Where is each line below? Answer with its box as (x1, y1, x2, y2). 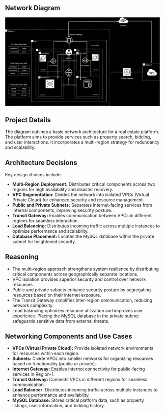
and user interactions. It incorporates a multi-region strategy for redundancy (5, 139, 160, 145)
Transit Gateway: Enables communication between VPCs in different (12, 212, 152, 218)
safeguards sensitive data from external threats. (12, 318, 110, 324)
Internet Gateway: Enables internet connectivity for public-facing (12, 366, 145, 372)
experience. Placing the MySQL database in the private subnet (12, 313, 139, 319)
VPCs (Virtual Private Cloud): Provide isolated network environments (12, 345, 154, 351)
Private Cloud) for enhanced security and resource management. (12, 196, 144, 203)
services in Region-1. (12, 371, 55, 377)
